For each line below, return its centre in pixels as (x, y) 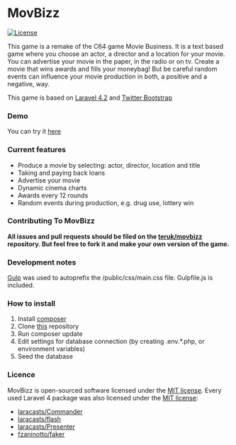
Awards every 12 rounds (53, 195)
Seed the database (45, 357)
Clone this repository (48, 326)
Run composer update (50, 334)
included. (21, 285)
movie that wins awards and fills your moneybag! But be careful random (112, 69)
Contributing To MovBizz (51, 221)
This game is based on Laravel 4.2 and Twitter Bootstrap (90, 98)
